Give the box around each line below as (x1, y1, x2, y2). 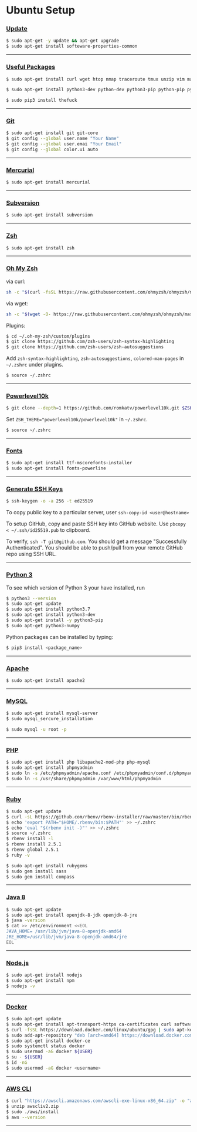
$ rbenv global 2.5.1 (6, 847, 59, 853)
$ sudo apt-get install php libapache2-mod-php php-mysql (6, 760, 151, 765)
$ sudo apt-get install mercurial (6, 179, 91, 185)
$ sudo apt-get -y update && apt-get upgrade (6, 38, 119, 44)
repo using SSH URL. (6, 551, 57, 558)
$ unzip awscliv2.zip (6, 1103, 59, 1109)
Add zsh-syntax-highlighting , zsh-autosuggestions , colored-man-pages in (6, 355, 184, 362)
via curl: (6, 278, 26, 285)
